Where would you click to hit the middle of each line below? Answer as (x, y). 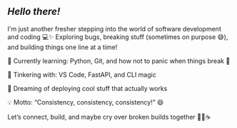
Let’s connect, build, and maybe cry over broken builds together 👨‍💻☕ (109, 117)
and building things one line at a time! (62, 47)
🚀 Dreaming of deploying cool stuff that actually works (87, 88)
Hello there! (34, 12)
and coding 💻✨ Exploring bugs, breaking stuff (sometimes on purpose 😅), (118, 37)
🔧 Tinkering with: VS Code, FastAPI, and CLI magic (82, 75)
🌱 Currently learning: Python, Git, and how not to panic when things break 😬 (119, 60)
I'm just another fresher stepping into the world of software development (114, 28)
